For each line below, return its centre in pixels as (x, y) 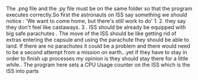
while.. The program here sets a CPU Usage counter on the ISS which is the (98, 65)
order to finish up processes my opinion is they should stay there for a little (97, 59)
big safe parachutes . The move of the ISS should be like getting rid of (91, 34)
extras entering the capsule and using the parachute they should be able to (98, 40)
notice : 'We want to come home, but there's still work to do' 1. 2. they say (96, 21)
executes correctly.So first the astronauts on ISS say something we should (97, 15)
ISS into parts (22, 71)
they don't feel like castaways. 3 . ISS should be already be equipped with (96, 27)
